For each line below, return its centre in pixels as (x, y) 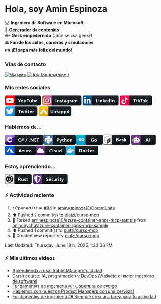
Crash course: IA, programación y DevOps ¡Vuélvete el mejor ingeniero (83, 276)
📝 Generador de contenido (32, 30)
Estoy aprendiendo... (30, 166)
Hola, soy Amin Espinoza (56, 9)
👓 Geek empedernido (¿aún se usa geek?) (49, 35)
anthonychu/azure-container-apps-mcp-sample (60, 226)
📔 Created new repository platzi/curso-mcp (56, 236)
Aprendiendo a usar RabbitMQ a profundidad (57, 270)
